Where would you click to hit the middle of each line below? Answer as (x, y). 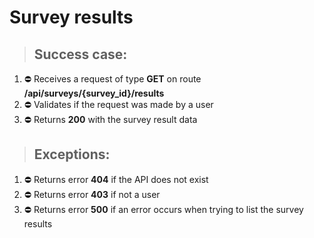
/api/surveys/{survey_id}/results (94, 93)
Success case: (80, 54)
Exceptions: (72, 154)
